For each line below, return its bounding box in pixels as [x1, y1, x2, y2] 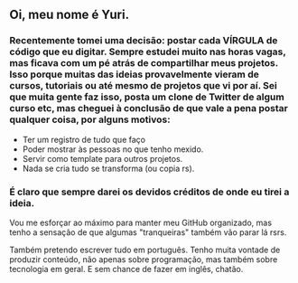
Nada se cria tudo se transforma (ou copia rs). [22, 163, 195, 174]
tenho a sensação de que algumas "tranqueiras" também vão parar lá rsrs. [9, 226, 287, 238]
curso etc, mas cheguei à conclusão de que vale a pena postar [9, 102, 289, 115]
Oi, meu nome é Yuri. [9, 7, 129, 23]
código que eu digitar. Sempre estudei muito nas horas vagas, [9, 45, 286, 58]
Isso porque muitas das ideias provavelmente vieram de [9, 68, 259, 80]
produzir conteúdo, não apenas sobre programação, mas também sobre [9, 253, 278, 265]
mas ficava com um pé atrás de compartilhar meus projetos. [9, 57, 278, 70]
